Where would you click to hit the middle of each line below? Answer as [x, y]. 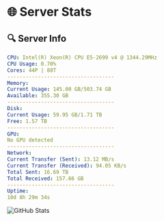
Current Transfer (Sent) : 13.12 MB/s [61, 159]
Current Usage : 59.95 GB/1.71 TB [55, 115]
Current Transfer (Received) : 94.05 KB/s [67, 166]
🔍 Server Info [37, 38]
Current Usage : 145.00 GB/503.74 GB [59, 90]
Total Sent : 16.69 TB [38, 172]
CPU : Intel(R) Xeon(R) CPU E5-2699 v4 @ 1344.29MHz [82, 57]
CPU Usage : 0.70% [32, 64]
